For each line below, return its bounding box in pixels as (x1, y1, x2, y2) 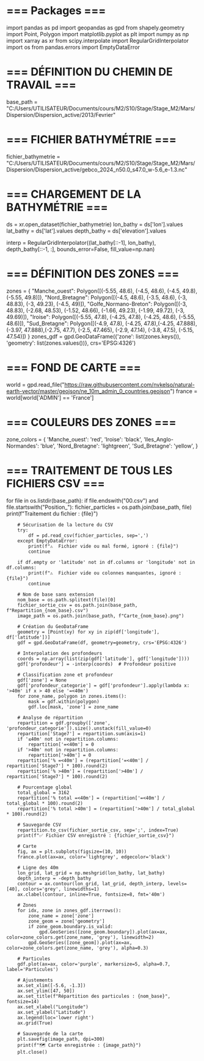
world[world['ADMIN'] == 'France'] (6, 394, 94, 401)
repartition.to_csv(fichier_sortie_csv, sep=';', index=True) (17, 827, 179, 833)
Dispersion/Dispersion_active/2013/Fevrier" (6, 111, 116, 118)
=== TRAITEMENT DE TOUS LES (6, 463, 173, 478)
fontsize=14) (6, 999, 40, 1005)
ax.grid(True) (17, 1020, 53, 1026)
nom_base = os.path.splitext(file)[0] (17, 596, 116, 603)
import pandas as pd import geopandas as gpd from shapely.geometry (6, 24, 185, 31)
